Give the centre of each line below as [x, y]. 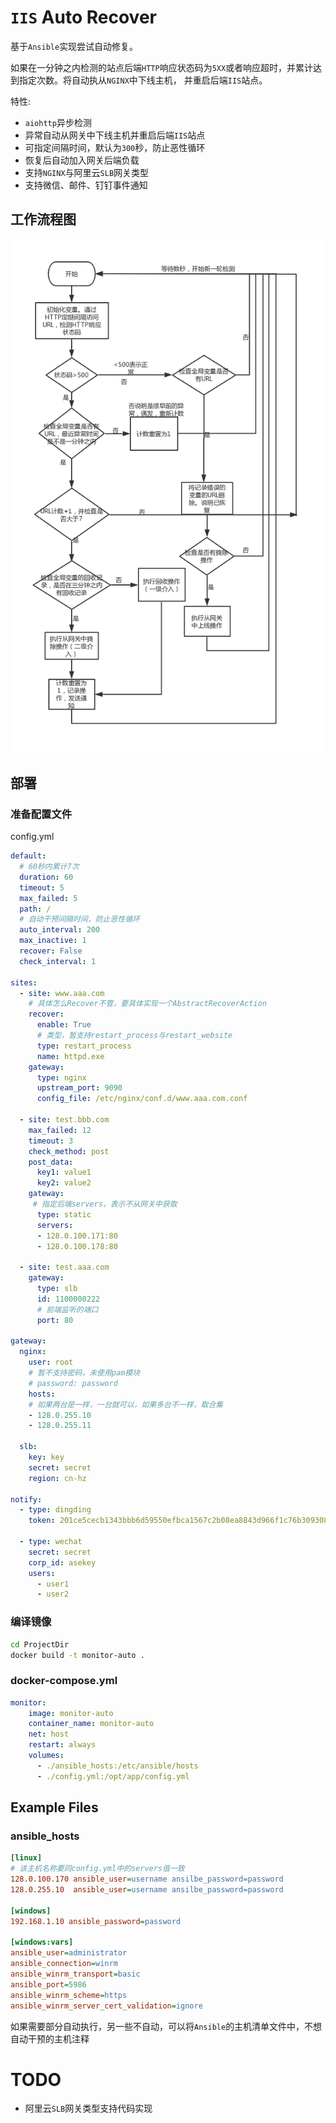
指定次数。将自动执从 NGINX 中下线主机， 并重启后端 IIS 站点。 [143, 80]
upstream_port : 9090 [79, 1088]
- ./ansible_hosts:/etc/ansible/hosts [117, 1766]
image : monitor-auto [71, 1713]
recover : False [51, 951]
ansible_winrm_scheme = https [69, 1995]
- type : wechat [51, 1542]
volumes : [46, 1756]
